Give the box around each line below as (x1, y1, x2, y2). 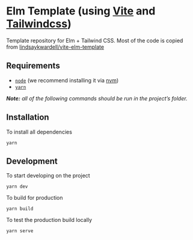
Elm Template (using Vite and (6, 4, 156, 18)
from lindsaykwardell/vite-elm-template (6, 43, 104, 51)
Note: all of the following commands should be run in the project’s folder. (6, 94, 188, 102)
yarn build (6, 206, 34, 212)
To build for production (6, 194, 63, 202)
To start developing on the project (6, 172, 90, 179)
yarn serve (6, 228, 34, 234)
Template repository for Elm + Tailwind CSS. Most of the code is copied (6, 37, 183, 44)
